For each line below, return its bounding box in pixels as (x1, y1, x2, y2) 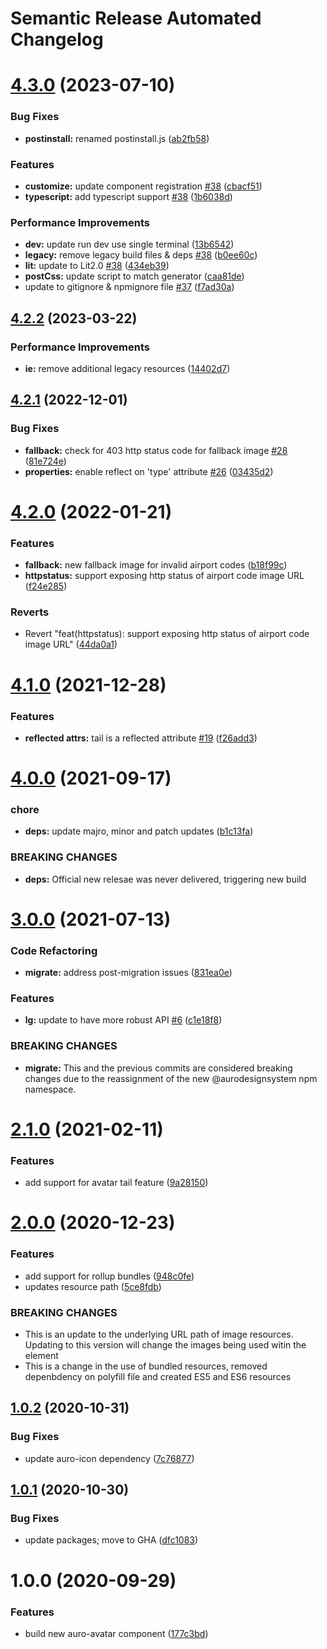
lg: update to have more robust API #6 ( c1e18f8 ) (24, 1014, 223, 1026)
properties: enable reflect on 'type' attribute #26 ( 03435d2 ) (24, 465, 274, 477)
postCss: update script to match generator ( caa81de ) (24, 270, 245, 282)
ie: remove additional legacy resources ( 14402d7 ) (24, 362, 231, 374)
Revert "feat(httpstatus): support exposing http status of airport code (24, 628, 310, 640)
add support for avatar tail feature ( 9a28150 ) (24, 1177, 209, 1189)
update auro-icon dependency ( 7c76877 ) (24, 1452, 195, 1464)
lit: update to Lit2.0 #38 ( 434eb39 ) (24, 260, 170, 272)
